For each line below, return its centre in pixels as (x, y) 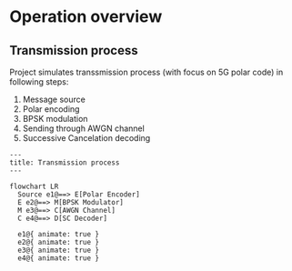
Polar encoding (51, 109)
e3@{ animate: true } (59, 250)
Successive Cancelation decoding (86, 138)
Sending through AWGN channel (84, 128)
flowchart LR (34, 186)
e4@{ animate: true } (59, 258)
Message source (54, 99)
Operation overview (86, 17)
